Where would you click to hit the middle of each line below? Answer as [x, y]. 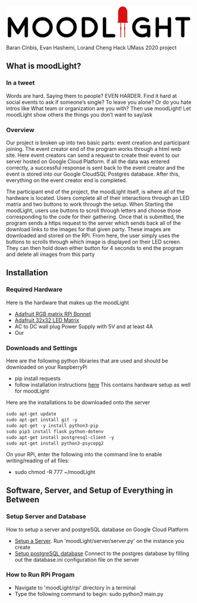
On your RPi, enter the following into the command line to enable [84, 454]
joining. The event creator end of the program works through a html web [94, 149]
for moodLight [32, 391]
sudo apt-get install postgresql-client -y [60, 437]
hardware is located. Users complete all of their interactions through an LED [98, 197]
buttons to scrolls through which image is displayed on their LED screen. [94, 242]
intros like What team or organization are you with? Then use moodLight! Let [98, 108]
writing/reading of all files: [38, 460]
